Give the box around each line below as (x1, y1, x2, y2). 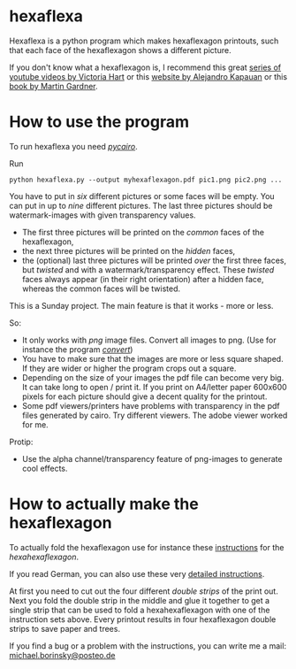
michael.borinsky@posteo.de (9, 650, 117, 660)
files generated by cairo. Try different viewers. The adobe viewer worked (21, 410, 288, 420)
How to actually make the (9, 494, 199, 514)
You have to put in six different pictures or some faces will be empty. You (9, 190, 276, 201)
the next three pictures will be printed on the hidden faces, (21, 245, 236, 256)
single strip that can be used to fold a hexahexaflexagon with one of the (9, 604, 270, 615)
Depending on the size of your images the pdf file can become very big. (21, 372, 285, 382)
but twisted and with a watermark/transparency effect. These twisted (21, 264, 275, 275)
